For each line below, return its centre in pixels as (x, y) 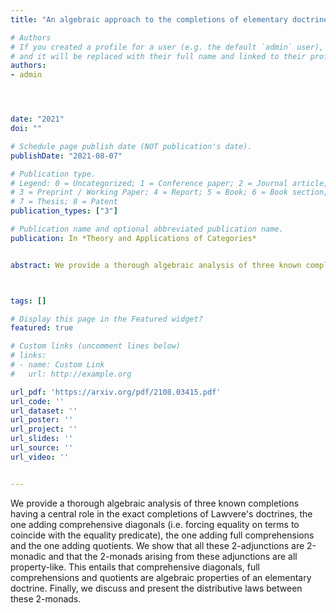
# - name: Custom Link (57, 365)
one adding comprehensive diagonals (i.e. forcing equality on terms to (155, 524)
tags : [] (28, 301)
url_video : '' (40, 457)
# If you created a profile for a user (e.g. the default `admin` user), (167, 47)
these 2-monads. (46, 598)
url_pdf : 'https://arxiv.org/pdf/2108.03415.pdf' (116, 392)
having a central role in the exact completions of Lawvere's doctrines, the (161, 513)
